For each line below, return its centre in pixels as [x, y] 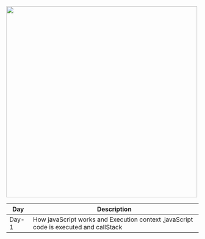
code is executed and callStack [77, 227]
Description [114, 209]
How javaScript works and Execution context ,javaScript [113, 219]
